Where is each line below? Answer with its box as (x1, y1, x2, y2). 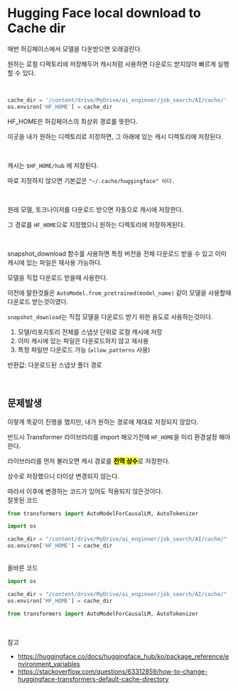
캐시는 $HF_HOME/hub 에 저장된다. (7, 161, 99, 169)
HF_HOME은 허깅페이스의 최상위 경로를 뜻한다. (7, 117, 139, 125)
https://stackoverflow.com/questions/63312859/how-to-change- (17, 667, 208, 676)
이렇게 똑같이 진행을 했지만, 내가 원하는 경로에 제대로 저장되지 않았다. (7, 417, 199, 426)
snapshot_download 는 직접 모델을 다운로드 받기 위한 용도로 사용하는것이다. (7, 312, 213, 321)
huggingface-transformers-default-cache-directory (17, 674, 169, 683)
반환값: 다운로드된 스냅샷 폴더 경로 (7, 360, 102, 369)
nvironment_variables (17, 659, 80, 668)
